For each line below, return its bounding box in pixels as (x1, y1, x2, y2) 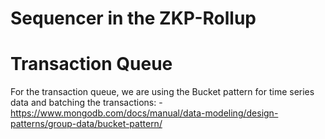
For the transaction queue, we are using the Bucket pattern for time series (10, 86, 315, 98)
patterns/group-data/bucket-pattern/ (10, 118, 163, 130)
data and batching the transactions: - (10, 97, 163, 109)
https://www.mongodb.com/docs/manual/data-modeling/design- (10, 107, 279, 119)
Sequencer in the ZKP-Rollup (10, 7, 257, 30)
